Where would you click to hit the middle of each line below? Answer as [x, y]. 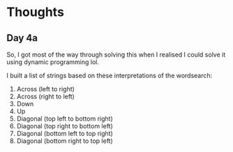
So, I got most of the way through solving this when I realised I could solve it [116, 54]
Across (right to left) [45, 96]
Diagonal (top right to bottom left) [65, 126]
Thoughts [35, 12]
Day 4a [22, 38]
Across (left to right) [45, 89]
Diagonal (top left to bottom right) [65, 119]
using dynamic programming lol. [53, 62]
